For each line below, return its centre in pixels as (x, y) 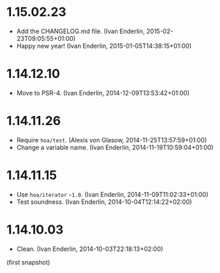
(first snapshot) (28, 262)
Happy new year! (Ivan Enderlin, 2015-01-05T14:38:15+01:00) (104, 46)
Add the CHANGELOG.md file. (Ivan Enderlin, (81, 31)
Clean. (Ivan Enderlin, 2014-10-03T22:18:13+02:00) (90, 249)
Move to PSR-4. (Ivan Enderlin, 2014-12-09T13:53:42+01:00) (103, 93)
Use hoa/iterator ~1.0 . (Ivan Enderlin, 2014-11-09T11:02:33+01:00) (112, 194)
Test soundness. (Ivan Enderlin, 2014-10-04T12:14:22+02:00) (104, 202)
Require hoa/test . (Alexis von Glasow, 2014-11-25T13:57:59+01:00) (112, 140)
